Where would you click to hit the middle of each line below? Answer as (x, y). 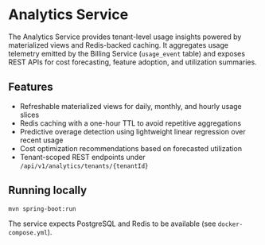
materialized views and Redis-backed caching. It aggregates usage (119, 45)
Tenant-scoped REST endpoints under (82, 157)
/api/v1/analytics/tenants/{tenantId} (84, 166)
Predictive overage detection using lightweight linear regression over (132, 131)
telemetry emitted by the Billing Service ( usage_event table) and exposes (127, 53)
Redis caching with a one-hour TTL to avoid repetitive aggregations (130, 123)
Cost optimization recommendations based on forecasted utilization (131, 148)
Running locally (48, 191)
